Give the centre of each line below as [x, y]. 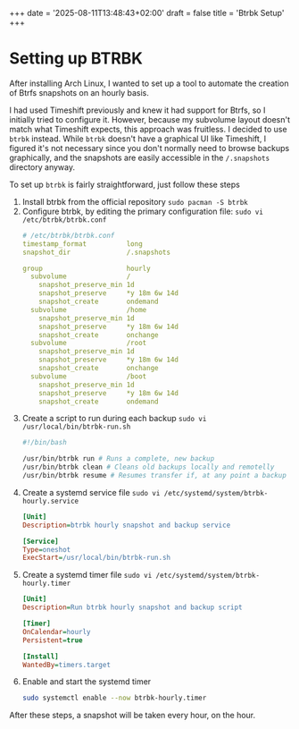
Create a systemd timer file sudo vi [87, 575]
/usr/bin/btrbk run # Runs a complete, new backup [118, 459]
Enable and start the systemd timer [87, 682]
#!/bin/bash [44, 443]
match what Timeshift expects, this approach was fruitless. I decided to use [148, 129]
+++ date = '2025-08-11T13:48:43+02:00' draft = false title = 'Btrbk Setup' [147, 13]
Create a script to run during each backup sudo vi [114, 419]
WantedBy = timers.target [66, 665]
